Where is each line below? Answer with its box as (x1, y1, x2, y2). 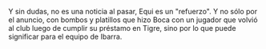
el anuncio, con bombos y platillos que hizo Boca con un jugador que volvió (8, 15, 258, 24)
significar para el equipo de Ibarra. (8, 32, 123, 41)
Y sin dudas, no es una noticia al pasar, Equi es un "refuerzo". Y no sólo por (8, 7, 258, 16)
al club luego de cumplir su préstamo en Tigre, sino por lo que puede (8, 24, 236, 32)
